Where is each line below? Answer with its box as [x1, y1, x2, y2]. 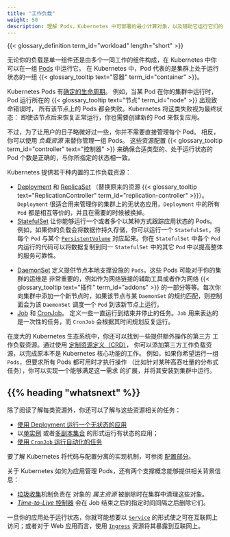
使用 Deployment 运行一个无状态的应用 [16, 420, 127, 429]
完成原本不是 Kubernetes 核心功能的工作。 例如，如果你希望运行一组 [25, 350, 219, 358]
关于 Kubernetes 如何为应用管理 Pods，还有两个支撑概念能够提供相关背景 [7, 467, 215, 475]
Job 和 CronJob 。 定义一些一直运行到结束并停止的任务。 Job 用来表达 [16, 309, 212, 317]
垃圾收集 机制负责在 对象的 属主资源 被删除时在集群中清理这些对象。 [16, 490, 209, 499]
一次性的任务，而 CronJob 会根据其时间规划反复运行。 [23, 317, 175, 326]
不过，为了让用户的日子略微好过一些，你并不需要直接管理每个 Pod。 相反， [7, 128, 220, 136]
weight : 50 [7, 16, 38, 23]
